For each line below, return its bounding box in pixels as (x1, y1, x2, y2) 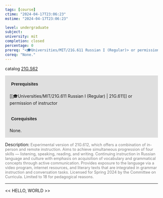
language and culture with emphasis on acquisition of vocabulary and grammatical (5, 156, 156, 161)
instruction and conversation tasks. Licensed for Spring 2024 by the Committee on (5, 169, 156, 175)
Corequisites (11, 116, 37, 121)
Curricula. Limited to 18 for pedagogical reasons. (5, 174, 94, 179)
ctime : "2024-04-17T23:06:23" (5, 12, 66, 17)
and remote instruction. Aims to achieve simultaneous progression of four (18, 147, 154, 152)
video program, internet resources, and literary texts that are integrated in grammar (5, 165, 157, 170)
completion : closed (5, 39, 45, 44)
